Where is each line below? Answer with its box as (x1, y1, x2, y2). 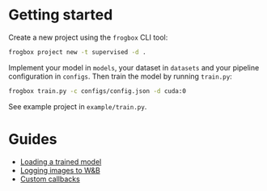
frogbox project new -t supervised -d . (8, 48, 147, 56)
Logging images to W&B (19, 165, 101, 175)
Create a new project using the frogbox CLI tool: (8, 32, 168, 42)
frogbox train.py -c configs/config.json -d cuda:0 (8, 87, 186, 95)
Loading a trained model (19, 156, 102, 167)
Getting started (8, 6, 113, 24)
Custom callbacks (19, 174, 81, 184)
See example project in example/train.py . (8, 101, 147, 111)
